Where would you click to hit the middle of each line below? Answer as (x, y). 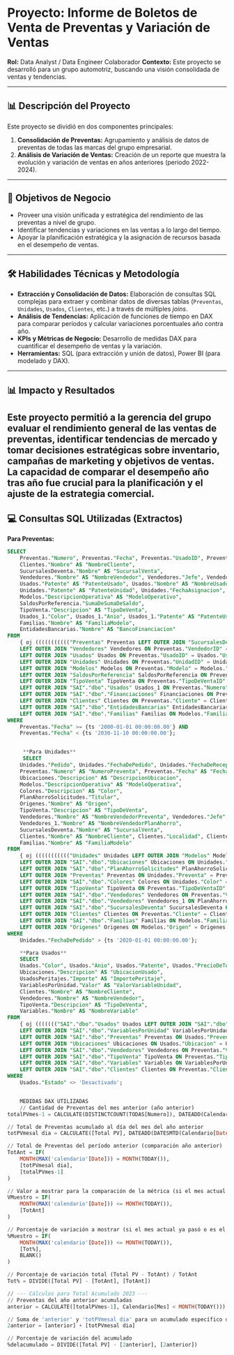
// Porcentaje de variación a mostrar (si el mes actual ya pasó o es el (117, 1229)
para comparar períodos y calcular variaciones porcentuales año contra (120, 324)
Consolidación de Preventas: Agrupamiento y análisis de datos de (113, 140)
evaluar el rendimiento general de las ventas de (112, 428)
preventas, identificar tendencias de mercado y (112, 439)
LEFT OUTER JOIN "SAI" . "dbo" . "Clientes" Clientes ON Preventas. (115, 1069)
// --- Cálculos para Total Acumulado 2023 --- (78, 1294)
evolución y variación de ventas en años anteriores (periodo (103, 162)
